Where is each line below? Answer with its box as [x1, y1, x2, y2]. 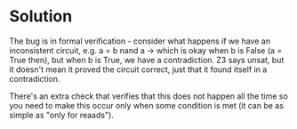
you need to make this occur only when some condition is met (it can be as [9, 100, 285, 110]
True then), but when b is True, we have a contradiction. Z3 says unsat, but [9, 54, 285, 65]
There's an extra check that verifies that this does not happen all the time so [9, 91, 289, 101]
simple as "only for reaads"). [9, 109, 114, 120]
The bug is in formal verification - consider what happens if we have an [9, 36, 271, 46]
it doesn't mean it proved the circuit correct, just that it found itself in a [9, 64, 268, 75]
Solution [9, 6, 73, 27]
